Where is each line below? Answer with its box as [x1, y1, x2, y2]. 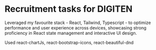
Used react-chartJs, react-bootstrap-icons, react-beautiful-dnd [4, 39, 134, 45]
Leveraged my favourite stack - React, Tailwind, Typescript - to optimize [4, 20, 151, 25]
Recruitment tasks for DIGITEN [4, 3, 133, 15]
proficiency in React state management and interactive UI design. [4, 30, 137, 36]
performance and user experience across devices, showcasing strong [4, 25, 147, 30]
